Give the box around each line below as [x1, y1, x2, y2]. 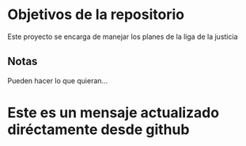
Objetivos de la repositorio [7, 6, 185, 24]
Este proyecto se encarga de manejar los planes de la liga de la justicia [7, 32, 238, 41]
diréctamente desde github [7, 121, 190, 138]
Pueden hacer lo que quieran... [7, 75, 108, 85]
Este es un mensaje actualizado [7, 103, 219, 121]
